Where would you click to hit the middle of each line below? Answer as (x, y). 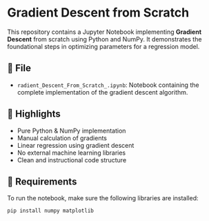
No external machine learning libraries (71, 153)
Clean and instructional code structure (72, 160)
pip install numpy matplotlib (51, 211)
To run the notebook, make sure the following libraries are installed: (103, 198)
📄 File (19, 68)
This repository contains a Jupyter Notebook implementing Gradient (104, 32)
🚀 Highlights (34, 114)
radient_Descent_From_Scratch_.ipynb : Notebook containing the (108, 85)
